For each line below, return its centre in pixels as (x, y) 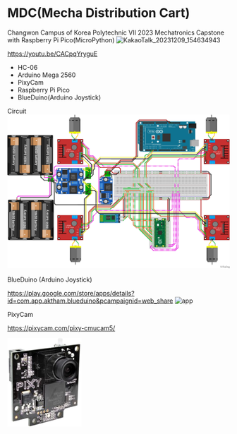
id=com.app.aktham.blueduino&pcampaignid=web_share (90, 301)
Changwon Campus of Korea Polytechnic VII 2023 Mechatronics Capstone (116, 32)
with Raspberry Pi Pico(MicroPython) (61, 40)
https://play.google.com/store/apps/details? (71, 294)
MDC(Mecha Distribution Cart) (99, 13)
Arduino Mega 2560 (47, 75)
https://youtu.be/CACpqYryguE (53, 54)
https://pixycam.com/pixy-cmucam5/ (61, 328)
